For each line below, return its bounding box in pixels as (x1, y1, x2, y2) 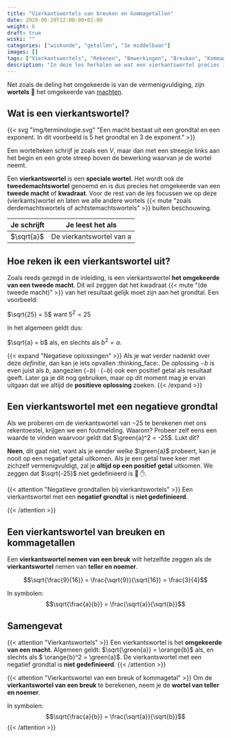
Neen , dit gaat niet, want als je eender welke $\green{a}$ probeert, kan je (7, 447, 217, 455)
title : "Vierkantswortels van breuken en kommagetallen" (7, 10, 174, 17)
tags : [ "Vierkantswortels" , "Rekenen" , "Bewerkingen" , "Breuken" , (7, 55, 201, 62)
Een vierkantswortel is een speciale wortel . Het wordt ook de (7, 174, 184, 183)
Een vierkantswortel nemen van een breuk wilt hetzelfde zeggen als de (7, 555, 212, 564)
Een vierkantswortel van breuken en (7, 526, 166, 538)
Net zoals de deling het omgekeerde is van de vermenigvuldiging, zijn (7, 80, 205, 88)
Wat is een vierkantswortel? (7, 108, 130, 119)
